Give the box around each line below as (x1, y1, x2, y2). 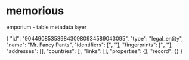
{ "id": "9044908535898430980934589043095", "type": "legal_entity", (6, 35, 183, 42)
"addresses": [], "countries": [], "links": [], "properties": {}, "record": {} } (6, 47, 183, 54)
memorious (6, 4, 64, 18)
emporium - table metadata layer (6, 24, 87, 31)
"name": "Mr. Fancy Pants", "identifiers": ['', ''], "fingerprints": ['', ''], (6, 41, 173, 48)
